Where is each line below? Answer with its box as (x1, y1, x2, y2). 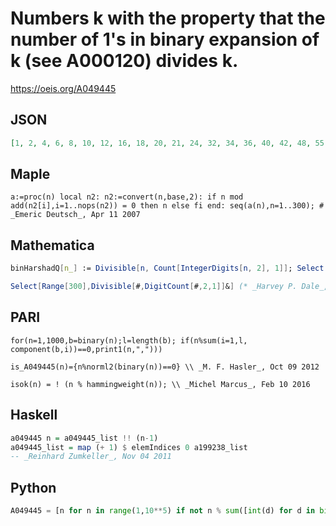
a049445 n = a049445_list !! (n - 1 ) (10, 433, 159, 443)
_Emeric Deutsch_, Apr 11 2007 (10, 210, 141, 220)
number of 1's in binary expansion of (10, 28, 320, 51)
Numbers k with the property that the (10, 7, 326, 30)
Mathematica (10, 237, 95, 254)
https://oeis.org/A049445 (10, 82, 117, 94)
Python (10, 479, 57, 496)
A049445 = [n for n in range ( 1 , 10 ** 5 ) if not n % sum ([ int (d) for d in (10, 506, 316, 516)
